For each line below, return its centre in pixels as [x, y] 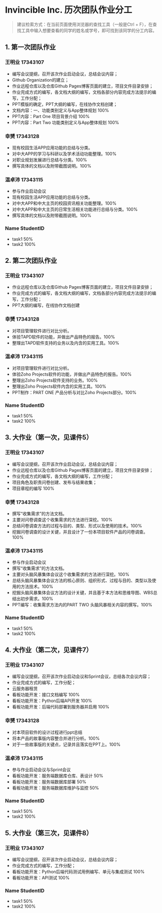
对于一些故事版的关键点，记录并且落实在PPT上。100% [66, 744]
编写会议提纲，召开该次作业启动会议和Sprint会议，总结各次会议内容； [81, 676]
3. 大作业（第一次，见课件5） [49, 438]
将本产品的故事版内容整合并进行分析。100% [56, 738]
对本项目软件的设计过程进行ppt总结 [47, 732]
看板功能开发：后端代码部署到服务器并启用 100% [61, 707]
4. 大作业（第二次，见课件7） [49, 650]
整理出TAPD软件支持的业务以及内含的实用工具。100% [66, 343]
